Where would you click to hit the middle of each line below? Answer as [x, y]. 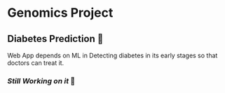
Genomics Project [60, 13]
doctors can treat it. [36, 63]
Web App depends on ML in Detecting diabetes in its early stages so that [112, 55]
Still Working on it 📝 [41, 80]
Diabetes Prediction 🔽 [55, 39]
